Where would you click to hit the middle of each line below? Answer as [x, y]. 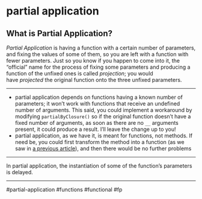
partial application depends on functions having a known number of [99, 97]
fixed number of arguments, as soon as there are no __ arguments [96, 123]
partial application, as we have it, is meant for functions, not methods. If [104, 136]
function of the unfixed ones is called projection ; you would [80, 73]
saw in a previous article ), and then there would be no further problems [103, 148]
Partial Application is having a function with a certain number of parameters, [101, 48]
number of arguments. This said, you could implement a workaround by [103, 110]
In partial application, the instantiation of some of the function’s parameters [99, 166]
